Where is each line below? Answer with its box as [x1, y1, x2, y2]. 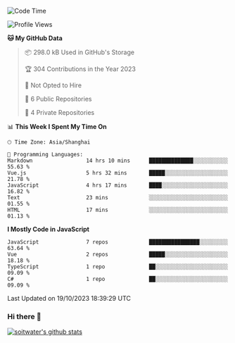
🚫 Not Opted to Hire [24, 81, 82, 89]
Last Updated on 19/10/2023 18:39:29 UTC [7, 294, 132, 302]
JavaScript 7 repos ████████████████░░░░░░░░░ [7, 239, 229, 246]
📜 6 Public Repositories [24, 95, 92, 103]
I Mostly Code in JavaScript [7, 225, 90, 233]
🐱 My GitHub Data [7, 34, 63, 42]
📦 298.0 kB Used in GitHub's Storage [24, 48, 135, 56]
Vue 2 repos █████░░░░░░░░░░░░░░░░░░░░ [7, 251, 229, 258]
